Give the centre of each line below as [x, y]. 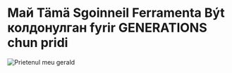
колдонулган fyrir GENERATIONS [108, 28]
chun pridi [38, 43]
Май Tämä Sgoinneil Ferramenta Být [116, 13]
